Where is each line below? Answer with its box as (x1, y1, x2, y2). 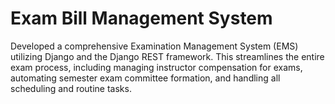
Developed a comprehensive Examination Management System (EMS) (10, 40, 299, 52)
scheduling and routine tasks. (10, 82, 132, 94)
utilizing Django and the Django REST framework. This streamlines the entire (10, 50, 325, 62)
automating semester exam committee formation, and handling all (10, 72, 281, 84)
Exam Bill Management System (10, 7, 273, 30)
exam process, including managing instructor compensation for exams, (10, 61, 303, 73)
